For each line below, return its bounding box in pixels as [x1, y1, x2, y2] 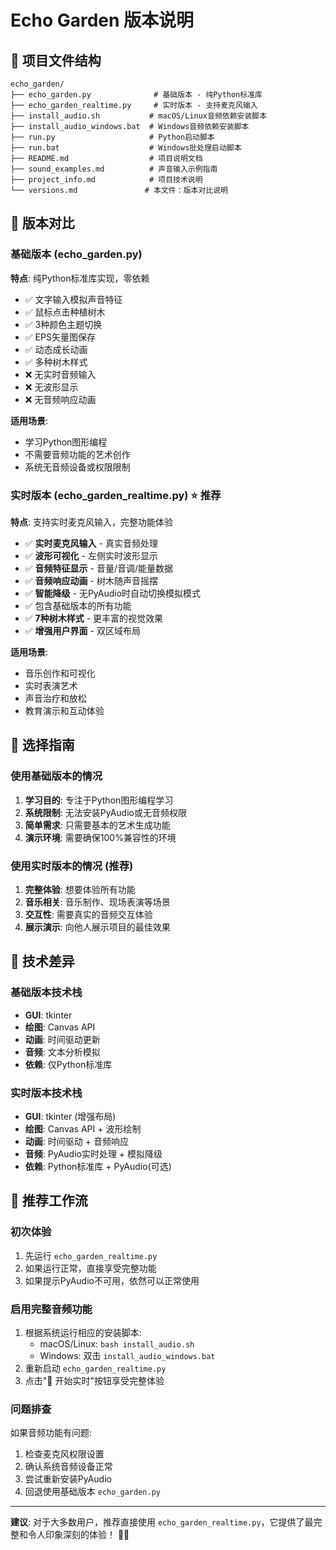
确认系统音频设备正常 [24, 1461, 113, 1473]
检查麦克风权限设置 [24, 1448, 105, 1460]
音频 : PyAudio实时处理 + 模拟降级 [24, 1147, 163, 1160]
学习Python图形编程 [24, 436, 108, 448]
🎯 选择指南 [10, 737, 75, 754]
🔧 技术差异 [10, 953, 75, 970]
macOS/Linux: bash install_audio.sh [39, 1337, 195, 1350]
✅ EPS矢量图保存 [24, 331, 96, 343]
